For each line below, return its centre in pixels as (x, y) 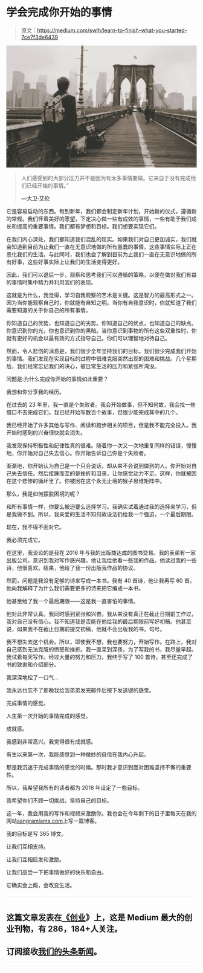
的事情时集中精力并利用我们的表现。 (51, 282)
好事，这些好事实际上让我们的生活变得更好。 (67, 262)
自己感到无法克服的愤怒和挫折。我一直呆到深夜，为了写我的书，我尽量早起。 (101, 649)
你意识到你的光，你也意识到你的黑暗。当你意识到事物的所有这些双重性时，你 (101, 331)
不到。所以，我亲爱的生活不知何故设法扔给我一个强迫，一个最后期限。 (109, 514)
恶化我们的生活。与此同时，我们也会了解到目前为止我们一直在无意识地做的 (99, 254)
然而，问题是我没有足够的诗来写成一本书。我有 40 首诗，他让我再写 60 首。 (101, 580)
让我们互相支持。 (27, 846)
